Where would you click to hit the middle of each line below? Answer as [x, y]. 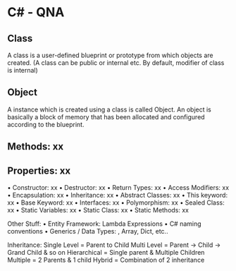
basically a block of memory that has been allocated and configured [106, 116]
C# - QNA [36, 12]
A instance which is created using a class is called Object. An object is [109, 109]
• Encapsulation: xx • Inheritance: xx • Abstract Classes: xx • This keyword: [117, 195]
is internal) [23, 70]
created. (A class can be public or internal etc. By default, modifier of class [116, 63]
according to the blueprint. [46, 124]
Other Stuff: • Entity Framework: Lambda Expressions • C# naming [105, 224]
